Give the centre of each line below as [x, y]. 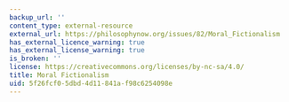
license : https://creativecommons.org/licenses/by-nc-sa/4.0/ [127, 67]
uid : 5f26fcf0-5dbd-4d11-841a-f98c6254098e [91, 83]
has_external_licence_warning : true [77, 42]
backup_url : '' [37, 17]
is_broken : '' [36, 59]
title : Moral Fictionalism [59, 75]
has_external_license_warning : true [77, 51]
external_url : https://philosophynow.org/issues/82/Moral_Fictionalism [144, 34]
